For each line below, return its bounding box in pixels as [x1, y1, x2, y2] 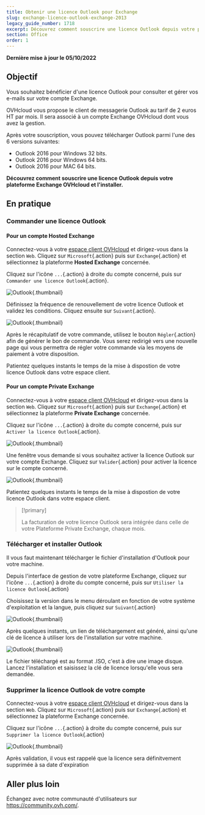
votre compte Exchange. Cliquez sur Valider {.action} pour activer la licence [6, 458, 197, 465]
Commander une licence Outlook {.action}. [6, 277, 109, 284]
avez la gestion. [6, 119, 46, 127]
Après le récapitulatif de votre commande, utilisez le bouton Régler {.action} [6, 331, 196, 338]
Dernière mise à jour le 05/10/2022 [6, 54, 96, 61]
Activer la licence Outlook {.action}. [6, 427, 101, 435]
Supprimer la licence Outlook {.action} [6, 731, 105, 739]
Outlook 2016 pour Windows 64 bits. [15, 156, 107, 163]
